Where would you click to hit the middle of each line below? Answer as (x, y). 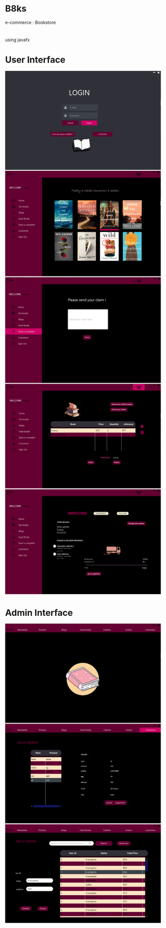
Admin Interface (39, 613)
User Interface (35, 60)
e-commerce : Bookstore (30, 22)
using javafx (18, 40)
